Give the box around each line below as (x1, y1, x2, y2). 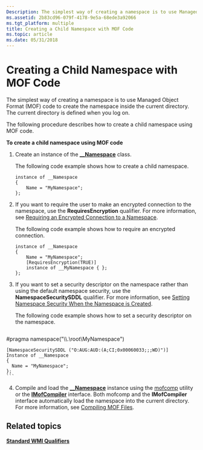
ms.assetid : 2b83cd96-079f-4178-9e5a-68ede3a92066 (6, 15, 137, 21)
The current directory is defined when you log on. (6, 109, 130, 116)
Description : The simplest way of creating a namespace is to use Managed (6, 8, 199, 15)
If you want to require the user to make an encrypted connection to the (14, 201, 192, 208)
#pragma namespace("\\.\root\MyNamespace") (6, 335, 125, 343)
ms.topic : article (6, 32, 53, 38)
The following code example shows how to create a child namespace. (14, 162, 189, 170)
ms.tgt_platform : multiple (6, 20, 74, 26)
